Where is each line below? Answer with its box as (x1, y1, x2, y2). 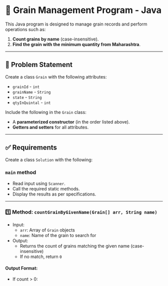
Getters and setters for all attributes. (12, 124, 89, 130)
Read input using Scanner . (12, 180, 66, 186)
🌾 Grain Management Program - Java (5, 4, 161, 16)
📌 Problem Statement (5, 60, 73, 69)
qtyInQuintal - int (12, 99, 51, 105)
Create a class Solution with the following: (5, 156, 93, 162)
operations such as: (5, 26, 46, 32)
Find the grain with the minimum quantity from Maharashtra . (12, 41, 141, 47)
